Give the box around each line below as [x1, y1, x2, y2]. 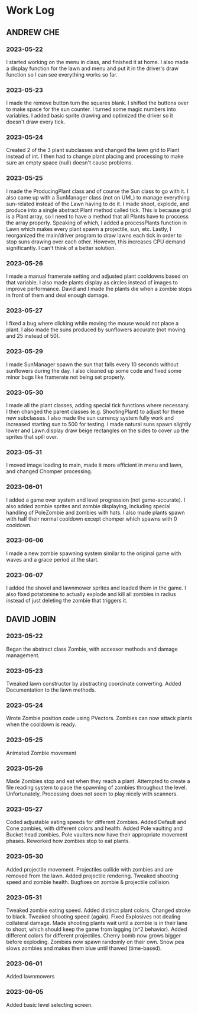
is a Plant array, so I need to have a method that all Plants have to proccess [6, 213, 189, 220]
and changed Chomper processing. [6, 468, 93, 475]
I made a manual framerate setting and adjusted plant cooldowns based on [6, 272, 189, 280]
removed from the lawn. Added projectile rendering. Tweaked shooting [6, 872, 178, 879]
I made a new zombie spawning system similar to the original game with [6, 550, 181, 557]
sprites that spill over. [6, 433, 59, 440]
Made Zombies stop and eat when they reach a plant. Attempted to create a [6, 778, 190, 785]
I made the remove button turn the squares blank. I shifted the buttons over [6, 99, 189, 107]
